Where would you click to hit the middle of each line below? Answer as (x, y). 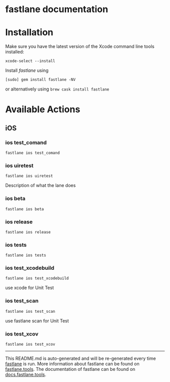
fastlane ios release (28, 232)
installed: (15, 52)
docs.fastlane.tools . (26, 374)
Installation (29, 33)
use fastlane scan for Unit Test (37, 321)
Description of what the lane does (40, 185)
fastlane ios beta (25, 209)
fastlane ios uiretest (29, 176)
